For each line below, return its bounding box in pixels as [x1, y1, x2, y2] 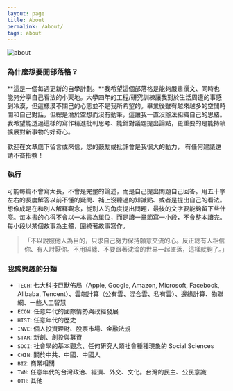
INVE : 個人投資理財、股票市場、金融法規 [17, 324, 131, 333]
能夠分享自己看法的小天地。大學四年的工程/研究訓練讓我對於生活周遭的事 [7, 93, 216, 101]
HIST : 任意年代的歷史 [17, 316, 76, 324]
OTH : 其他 [17, 376, 43, 385]
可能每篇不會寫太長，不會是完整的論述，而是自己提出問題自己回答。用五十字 [7, 186, 226, 195]
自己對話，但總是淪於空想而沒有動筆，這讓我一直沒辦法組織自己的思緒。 [19, 110, 226, 119]
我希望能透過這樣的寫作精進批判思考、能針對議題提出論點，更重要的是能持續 [7, 119, 226, 127]
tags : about [7, 29, 42, 37]
